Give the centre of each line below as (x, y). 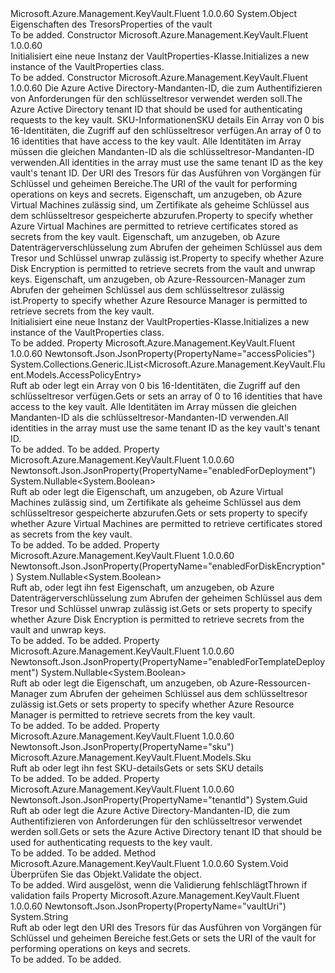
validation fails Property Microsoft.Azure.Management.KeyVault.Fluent (155, 895)
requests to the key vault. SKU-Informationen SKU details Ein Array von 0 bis (167, 120)
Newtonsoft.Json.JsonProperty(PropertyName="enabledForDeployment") (163, 470)
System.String (39, 916)
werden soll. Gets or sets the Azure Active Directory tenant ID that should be (166, 831)
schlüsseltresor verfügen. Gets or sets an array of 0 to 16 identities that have (166, 396)
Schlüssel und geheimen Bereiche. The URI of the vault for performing (154, 183)
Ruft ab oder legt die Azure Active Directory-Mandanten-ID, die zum (150, 810)
